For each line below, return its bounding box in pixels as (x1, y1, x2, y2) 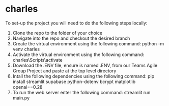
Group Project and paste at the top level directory (12, 67, 117, 74)
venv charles (12, 46, 40, 52)
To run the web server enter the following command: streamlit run (12, 89, 151, 95)
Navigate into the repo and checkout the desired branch (12, 35, 130, 41)
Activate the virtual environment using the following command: (12, 51, 144, 58)
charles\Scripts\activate (12, 57, 63, 63)
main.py (12, 95, 30, 101)
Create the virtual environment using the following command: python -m (12, 40, 164, 46)
